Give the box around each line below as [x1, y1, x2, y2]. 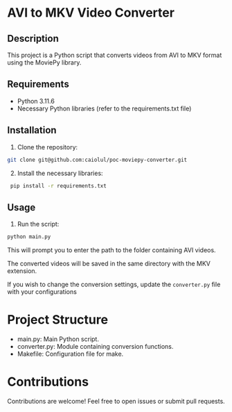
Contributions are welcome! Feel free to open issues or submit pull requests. [7, 397, 225, 405]
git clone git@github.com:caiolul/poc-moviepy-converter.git [7, 156, 188, 163]
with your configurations [7, 288, 78, 296]
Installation [7, 124, 57, 136]
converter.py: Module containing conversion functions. [17, 343, 174, 350]
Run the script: [17, 220, 60, 229]
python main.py [7, 233, 51, 240]
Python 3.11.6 [17, 97, 55, 105]
